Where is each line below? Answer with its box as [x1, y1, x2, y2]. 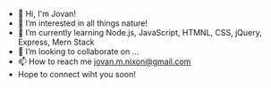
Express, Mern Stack [17, 36, 96, 47]
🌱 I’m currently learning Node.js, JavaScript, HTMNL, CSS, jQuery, [17, 28, 262, 37]
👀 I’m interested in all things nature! [17, 18, 148, 28]
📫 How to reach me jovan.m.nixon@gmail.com [17, 56, 191, 67]
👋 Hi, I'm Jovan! [17, 9, 76, 19]
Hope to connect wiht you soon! [17, 69, 136, 79]
